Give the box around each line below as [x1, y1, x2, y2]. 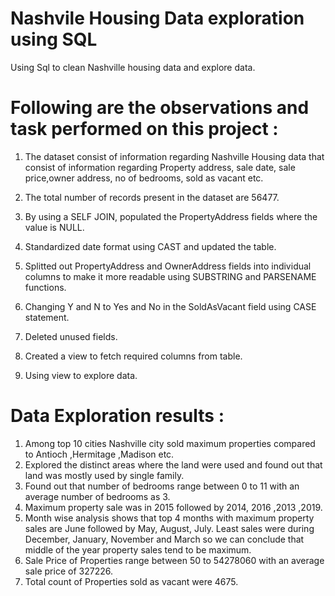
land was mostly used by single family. [24, 469, 185, 481]
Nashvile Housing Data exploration [10, 7, 305, 30]
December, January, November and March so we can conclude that [24, 533, 305, 545]
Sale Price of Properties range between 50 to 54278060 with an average [24, 554, 325, 566]
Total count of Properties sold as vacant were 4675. [24, 575, 239, 587]
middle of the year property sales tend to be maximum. [24, 543, 252, 556]
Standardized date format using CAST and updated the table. [24, 240, 277, 252]
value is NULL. [24, 221, 85, 233]
